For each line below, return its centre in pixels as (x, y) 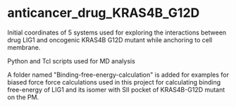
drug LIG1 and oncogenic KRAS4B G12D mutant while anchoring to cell (110, 39)
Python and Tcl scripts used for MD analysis (71, 61)
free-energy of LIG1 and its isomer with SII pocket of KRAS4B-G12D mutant (116, 89)
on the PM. (23, 97)
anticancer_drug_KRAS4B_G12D (104, 13)
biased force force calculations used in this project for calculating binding (114, 82)
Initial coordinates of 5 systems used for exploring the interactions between (117, 32)
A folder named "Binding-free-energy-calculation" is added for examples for (118, 75)
